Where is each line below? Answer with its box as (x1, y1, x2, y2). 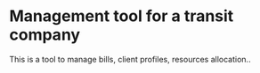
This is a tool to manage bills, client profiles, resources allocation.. (9, 54, 251, 64)
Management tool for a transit (9, 6, 234, 26)
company (9, 25, 81, 45)
